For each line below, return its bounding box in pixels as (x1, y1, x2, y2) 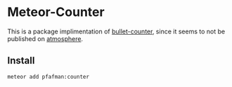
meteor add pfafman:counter (7, 73, 90, 80)
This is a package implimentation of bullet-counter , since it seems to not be (7, 27, 226, 35)
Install (7, 55, 35, 67)
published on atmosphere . (7, 34, 83, 42)
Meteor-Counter (7, 4, 105, 20)
